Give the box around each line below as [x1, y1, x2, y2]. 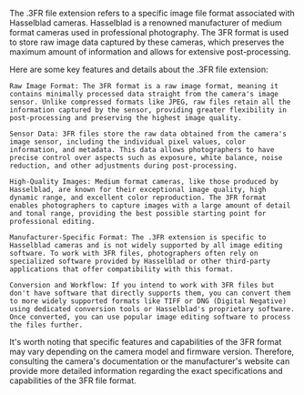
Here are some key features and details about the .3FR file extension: [9, 64, 269, 75]
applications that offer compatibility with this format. [9, 265, 234, 274]
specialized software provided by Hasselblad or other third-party [9, 257, 271, 266]
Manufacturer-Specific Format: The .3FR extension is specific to [9, 233, 267, 242]
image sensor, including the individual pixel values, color [9, 137, 247, 147]
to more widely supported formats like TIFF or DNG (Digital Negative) [9, 297, 287, 306]
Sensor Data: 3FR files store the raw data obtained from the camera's [9, 129, 287, 138]
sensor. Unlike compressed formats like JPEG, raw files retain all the [9, 97, 291, 106]
